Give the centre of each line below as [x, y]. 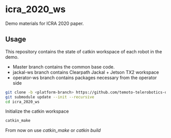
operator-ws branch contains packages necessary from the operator [85, 78]
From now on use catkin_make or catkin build [53, 130]
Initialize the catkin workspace [37, 111]
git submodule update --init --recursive [50, 97]
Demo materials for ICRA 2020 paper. [45, 23]
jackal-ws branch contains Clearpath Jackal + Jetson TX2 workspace [86, 72]
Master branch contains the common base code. [64, 66]
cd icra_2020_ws [22, 102]
